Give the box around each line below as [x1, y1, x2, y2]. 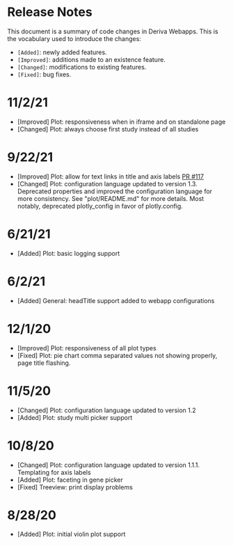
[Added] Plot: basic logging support [17, 249, 120, 257]
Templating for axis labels [17, 468, 92, 476]
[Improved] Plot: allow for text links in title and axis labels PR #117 [17, 172, 204, 181]
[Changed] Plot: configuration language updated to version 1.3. [17, 179, 198, 188]
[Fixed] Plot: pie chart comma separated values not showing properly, [17, 351, 218, 359]
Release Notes [7, 4, 93, 20]
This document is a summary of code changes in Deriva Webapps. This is [7, 27, 218, 35]
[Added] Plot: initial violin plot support [17, 530, 126, 539]
